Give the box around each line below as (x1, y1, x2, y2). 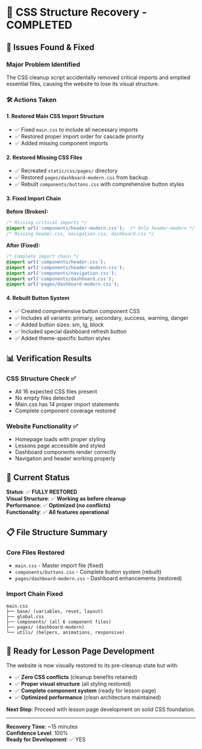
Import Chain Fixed (6, 589, 63, 598)
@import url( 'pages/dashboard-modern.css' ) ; (6, 281, 120, 287)
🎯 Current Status (6, 472, 70, 483)
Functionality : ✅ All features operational (6, 509, 109, 516)
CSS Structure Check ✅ (6, 374, 76, 382)
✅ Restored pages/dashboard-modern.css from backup (14, 174, 148, 181)
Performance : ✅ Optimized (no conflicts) (6, 502, 111, 509)
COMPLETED (6, 18, 73, 32)
